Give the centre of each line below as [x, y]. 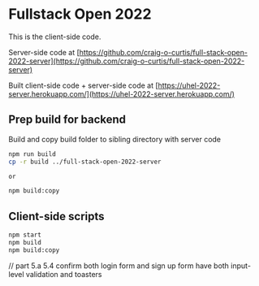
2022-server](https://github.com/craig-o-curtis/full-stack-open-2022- [127, 61]
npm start [25, 235]
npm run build [32, 154]
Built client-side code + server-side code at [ [83, 85]
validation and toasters [64, 274]
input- [241, 266]
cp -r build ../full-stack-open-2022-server [85, 162]
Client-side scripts [56, 216]
